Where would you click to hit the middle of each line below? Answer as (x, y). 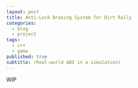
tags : (13, 40)
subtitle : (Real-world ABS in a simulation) (64, 62)
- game (20, 51)
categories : (21, 23)
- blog (20, 29)
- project (24, 34)
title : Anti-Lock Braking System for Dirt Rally (69, 17)
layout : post (23, 12)
